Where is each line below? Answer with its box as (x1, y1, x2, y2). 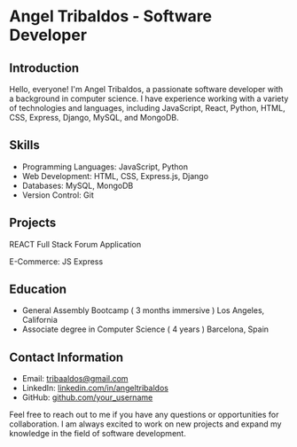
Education (9, 282, 67, 297)
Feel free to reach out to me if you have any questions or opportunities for (9, 410, 279, 420)
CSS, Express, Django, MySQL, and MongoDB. (9, 113, 179, 122)
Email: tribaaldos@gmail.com (21, 373, 129, 384)
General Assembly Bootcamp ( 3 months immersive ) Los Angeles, (21, 305, 265, 316)
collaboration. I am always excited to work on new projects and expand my (9, 419, 282, 429)
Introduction (9, 60, 80, 75)
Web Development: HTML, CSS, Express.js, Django (21, 170, 209, 181)
